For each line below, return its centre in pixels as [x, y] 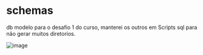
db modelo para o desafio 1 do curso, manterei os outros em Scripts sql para [102, 27]
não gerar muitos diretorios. [41, 33]
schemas [30, 11]
